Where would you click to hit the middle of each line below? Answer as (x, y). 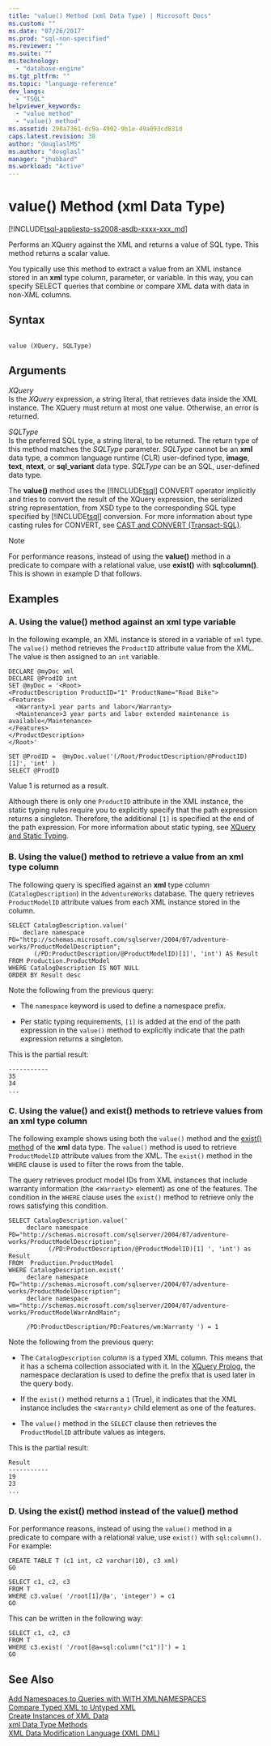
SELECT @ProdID (34, 771)
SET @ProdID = (32, 757)
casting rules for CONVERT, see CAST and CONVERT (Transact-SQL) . (125, 525)
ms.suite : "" (30, 53)
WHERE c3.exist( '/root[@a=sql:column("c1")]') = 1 (97, 1648)
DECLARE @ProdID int (43, 679)
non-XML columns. (40, 295)
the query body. (47, 1383)
